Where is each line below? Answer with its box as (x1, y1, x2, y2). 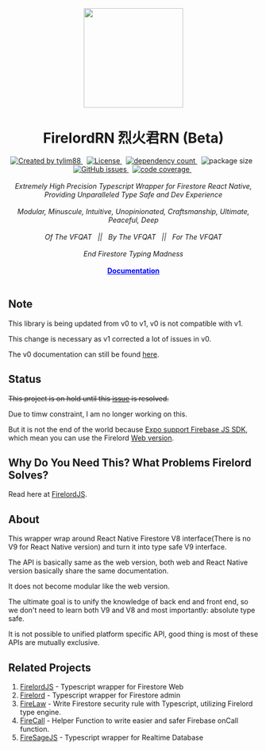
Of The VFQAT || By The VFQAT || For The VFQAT (44, 232, 222, 241)
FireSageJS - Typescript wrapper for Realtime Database (19, 732, 204, 742)
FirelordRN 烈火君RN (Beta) (42, 129, 225, 147)
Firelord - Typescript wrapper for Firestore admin (19, 690, 181, 700)
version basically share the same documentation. (8, 566, 169, 576)
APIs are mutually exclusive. (8, 638, 101, 647)
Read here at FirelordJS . (8, 490, 87, 499)
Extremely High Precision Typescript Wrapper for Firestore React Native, (14, 181, 253, 190)
